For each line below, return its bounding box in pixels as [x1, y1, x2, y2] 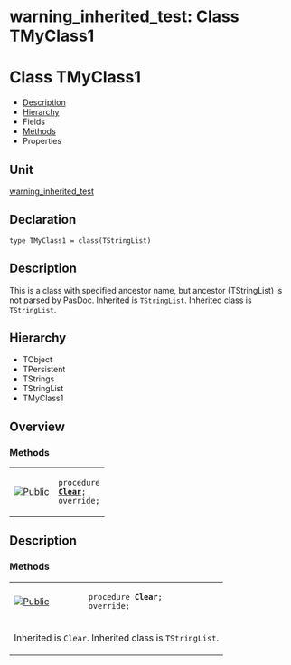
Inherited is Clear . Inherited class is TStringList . [14, 631, 220, 644]
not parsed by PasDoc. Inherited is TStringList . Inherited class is [9, 294, 252, 305]
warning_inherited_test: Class [9, 6, 239, 27]
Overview [9, 419, 66, 434]
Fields [22, 116, 45, 128]
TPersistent [22, 364, 66, 375]
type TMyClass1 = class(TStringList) [9, 236, 152, 246]
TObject [22, 354, 52, 365]
